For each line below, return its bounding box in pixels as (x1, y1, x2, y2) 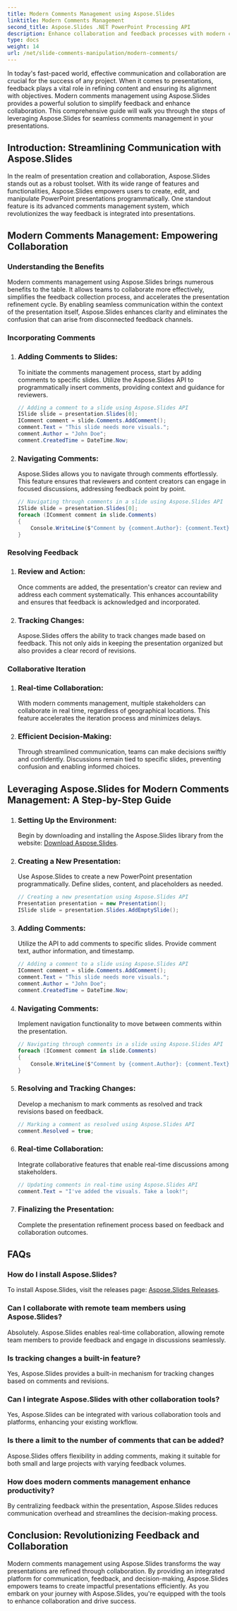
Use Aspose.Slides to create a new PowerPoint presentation (17, 872, 193, 881)
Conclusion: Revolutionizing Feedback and (7, 1529, 200, 1542)
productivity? (7, 1485, 55, 1495)
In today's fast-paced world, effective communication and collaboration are (7, 68, 226, 78)
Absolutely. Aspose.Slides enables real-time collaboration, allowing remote (7, 1328, 225, 1337)
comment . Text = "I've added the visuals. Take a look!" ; (17, 1188, 189, 1195)
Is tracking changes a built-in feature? (7, 1353, 141, 1363)
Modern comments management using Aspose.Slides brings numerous (7, 278, 214, 286)
